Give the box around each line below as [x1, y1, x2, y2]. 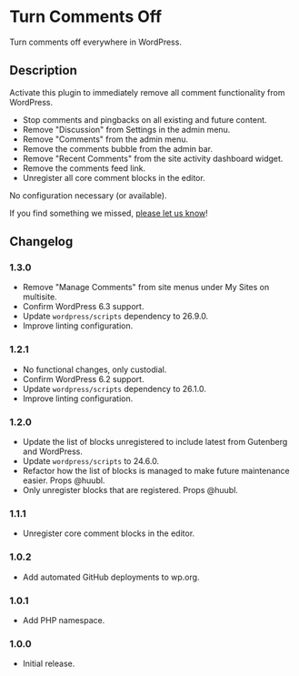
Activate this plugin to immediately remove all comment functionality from [9, 86, 285, 97]
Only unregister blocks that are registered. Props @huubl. [22, 485, 239, 496]
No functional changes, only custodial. [22, 364, 167, 375]
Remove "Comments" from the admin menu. [22, 134, 189, 145]
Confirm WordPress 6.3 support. [22, 301, 145, 312]
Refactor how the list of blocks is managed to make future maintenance [22, 466, 290, 477]
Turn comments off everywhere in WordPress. [9, 36, 182, 47]
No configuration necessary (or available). [9, 189, 167, 201]
